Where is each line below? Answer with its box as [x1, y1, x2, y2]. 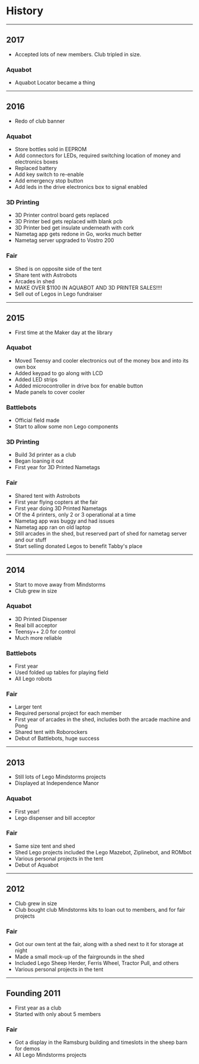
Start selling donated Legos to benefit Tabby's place [14, 542, 143, 549]
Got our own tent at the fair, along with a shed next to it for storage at [14, 940, 184, 947]
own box [14, 363, 36, 370]
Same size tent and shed [14, 842, 75, 850]
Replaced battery [14, 165, 57, 172]
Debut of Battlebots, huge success [14, 735, 99, 742]
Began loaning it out [14, 457, 64, 464]
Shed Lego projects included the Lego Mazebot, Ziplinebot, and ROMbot [14, 848, 192, 855]
